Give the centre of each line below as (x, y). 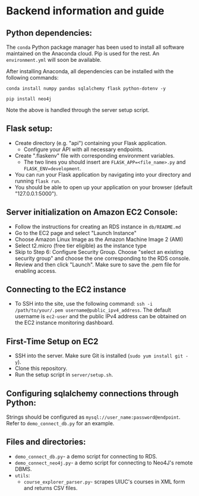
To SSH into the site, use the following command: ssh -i (84, 304)
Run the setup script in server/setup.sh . (64, 375)
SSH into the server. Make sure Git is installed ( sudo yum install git (99, 356)
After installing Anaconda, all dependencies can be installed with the (90, 71)
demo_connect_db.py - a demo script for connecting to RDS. (86, 456)
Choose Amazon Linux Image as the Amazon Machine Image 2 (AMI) (99, 239)
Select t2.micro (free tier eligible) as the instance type (80, 246)
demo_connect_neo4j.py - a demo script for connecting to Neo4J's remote (104, 463)
